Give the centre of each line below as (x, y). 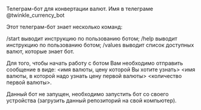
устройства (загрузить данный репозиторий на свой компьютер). (92, 100)
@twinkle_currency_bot (36, 15)
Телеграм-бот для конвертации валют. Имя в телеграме (80, 9)
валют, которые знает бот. (40, 51)
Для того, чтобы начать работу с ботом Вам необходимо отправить (95, 63)
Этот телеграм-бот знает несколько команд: (64, 27)
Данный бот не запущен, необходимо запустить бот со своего (87, 94)
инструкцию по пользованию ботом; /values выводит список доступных (100, 45)
